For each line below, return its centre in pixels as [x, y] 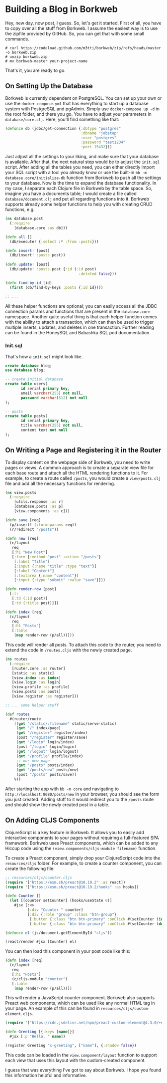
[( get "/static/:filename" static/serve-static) [65, 724]
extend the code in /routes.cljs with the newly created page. [69, 650]
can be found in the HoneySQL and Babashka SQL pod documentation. [78, 333]
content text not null [44, 430]
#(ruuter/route [25, 719]
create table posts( [27, 416]
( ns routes [16, 659]
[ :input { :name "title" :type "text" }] [55, 566]
